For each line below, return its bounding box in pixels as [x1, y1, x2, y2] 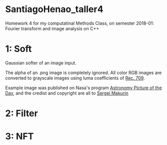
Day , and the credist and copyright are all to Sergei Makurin [5, 90, 129, 96]
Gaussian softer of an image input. [5, 59, 77, 66]
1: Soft [5, 43, 32, 55]
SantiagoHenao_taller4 [5, 4, 104, 15]
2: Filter [5, 108, 38, 119]
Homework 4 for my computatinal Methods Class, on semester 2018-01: [5, 20, 154, 26]
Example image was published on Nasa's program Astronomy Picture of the [5, 85, 162, 91]
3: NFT [5, 131, 34, 142]
